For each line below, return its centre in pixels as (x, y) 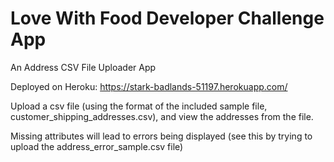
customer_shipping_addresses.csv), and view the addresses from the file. (162, 116)
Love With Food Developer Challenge (167, 18)
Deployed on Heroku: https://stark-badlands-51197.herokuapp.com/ (149, 86)
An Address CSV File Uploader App (83, 67)
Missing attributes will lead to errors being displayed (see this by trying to (161, 136)
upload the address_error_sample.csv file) (97, 146)
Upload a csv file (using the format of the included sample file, (139, 106)
